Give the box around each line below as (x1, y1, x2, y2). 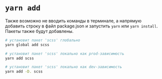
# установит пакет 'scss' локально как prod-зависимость (5, 51, 125, 56)
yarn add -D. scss (5, 69, 43, 74)
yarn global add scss (5, 42, 50, 47)
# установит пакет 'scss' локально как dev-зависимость (5, 65, 122, 70)
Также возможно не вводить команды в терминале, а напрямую (5, 18, 142, 24)
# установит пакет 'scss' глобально (5, 38, 80, 43)
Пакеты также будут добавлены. (5, 28, 74, 34)
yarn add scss (5, 55, 34, 61)
